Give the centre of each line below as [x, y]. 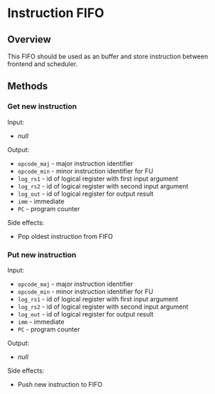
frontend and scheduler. [43, 64]
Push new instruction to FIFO [60, 384]
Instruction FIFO [56, 13]
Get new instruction [42, 107]
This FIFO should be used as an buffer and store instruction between [108, 56]
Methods [28, 86]
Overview [29, 39]
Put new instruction [42, 255]
